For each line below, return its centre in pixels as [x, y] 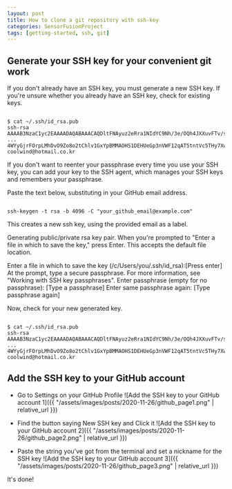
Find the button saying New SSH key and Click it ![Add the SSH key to [116, 423]
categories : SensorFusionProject [55, 26]
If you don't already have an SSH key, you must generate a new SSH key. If [114, 88]
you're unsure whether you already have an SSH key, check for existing [109, 96]
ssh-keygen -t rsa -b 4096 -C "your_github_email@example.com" [100, 211]
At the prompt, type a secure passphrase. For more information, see [104, 273]
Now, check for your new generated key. [65, 309]
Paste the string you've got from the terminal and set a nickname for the [119, 451]
